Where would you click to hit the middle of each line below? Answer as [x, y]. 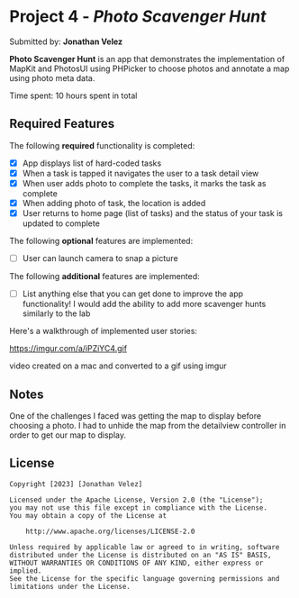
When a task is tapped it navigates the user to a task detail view [140, 173]
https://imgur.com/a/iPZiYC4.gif [68, 349]
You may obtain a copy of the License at [88, 515]
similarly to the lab [56, 313]
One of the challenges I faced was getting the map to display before [136, 416]
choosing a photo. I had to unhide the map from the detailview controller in [148, 426]
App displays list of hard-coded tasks [92, 163]
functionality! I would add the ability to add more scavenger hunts [144, 304]
